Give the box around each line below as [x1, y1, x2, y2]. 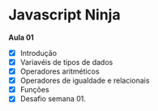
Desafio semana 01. [19, 94, 87, 104]
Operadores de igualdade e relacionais [19, 75, 150, 86]
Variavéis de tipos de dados [19, 58, 113, 66]
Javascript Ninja [8, 6, 121, 24]
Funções [19, 85, 50, 95]
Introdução [19, 48, 58, 58]
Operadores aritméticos [19, 66, 100, 76]
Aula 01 [8, 32, 34, 42]
